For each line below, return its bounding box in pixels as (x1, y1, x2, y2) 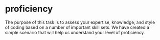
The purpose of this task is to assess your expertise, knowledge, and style (5, 19, 155, 25)
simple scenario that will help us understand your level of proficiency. (5, 29, 145, 35)
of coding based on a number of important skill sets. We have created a (5, 24, 149, 30)
